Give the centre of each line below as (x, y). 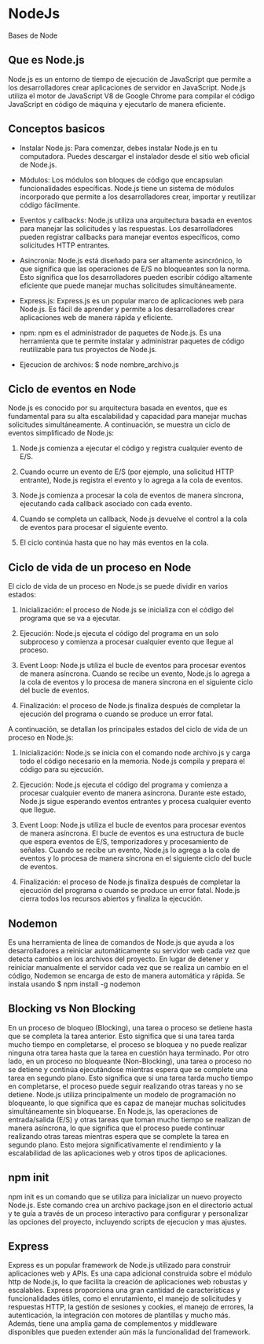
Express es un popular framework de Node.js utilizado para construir (120, 1265)
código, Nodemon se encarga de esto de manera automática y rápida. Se (126, 976)
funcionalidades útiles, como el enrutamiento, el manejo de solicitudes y (125, 1298)
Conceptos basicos (57, 129)
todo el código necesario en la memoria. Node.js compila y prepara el (132, 761)
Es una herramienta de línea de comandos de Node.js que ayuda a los (121, 942)
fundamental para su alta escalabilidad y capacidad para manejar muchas (128, 417)
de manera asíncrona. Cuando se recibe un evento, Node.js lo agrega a (135, 674)
